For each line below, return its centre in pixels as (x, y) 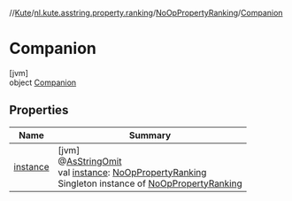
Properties (39, 110)
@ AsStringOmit (90, 161)
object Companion (43, 82)
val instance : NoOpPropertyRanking (132, 172)
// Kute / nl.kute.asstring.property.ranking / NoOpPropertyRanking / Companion (146, 13)
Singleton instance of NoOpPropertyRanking (150, 183)
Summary (150, 135)
